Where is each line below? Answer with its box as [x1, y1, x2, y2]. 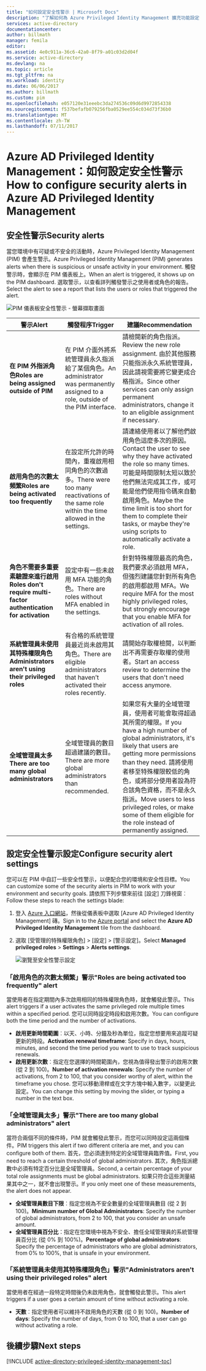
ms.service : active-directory [6, 55, 84, 61]
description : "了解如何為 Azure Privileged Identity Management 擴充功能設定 [6, 15, 200, 21]
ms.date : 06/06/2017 [6, 84, 59, 90]
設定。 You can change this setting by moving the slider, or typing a [15, 1088, 185, 1095]
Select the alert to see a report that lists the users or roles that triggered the [6, 285, 197, 293]
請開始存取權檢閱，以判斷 [122, 639, 196, 648]
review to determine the [122, 666, 191, 674]
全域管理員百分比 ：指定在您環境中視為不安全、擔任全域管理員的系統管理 [15, 1228, 198, 1235]
